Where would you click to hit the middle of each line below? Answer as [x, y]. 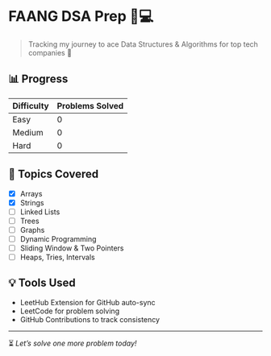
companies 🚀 [50, 52]
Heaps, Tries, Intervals [57, 257]
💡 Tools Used [42, 283]
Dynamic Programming [58, 238]
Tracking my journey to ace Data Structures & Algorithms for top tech [143, 44]
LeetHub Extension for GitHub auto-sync [88, 302]
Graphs [32, 230]
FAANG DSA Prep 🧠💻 [81, 17]
